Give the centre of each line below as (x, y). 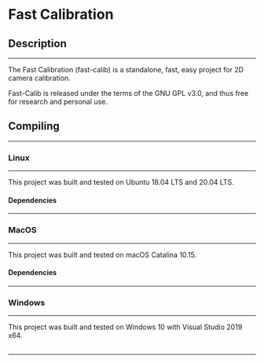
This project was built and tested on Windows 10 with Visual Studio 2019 (125, 327)
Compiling (34, 126)
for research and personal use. (58, 101)
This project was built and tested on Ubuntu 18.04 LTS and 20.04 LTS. (121, 182)
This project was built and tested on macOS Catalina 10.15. (103, 255)
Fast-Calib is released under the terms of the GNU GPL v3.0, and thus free (128, 93)
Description (37, 44)
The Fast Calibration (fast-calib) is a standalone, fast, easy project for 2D (126, 70)
